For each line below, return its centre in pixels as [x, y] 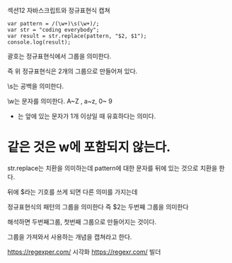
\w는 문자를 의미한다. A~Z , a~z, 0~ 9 [60, 101]
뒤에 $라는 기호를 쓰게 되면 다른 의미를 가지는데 [72, 192]
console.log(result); [39, 42]
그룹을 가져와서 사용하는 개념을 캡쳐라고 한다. [70, 237]
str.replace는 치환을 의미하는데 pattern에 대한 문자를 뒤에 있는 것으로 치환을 [112, 168]
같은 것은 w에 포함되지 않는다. [89, 147]
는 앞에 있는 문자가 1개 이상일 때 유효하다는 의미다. [87, 116]
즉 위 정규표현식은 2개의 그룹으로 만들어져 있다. [72, 71]
